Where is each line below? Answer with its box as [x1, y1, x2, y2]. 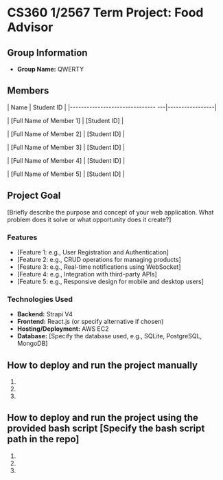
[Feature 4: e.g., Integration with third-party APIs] [16, 270, 158, 278]
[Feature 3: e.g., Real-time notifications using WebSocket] [16, 263, 181, 271]
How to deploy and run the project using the [7, 412, 199, 424]
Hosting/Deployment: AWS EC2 [16, 325, 109, 333]
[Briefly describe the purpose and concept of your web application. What [7, 208, 214, 216]
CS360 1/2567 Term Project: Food [7, 5, 204, 21]
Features [7, 232, 38, 242]
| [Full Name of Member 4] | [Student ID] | [7, 156, 126, 164]
